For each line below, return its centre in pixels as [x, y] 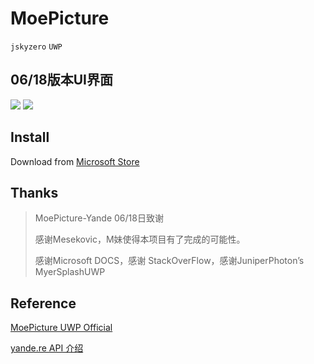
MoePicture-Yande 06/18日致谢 [99, 218]
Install [30, 137]
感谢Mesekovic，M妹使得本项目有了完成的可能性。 [140, 239]
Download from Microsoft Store [75, 161]
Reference [43, 303]
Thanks [34, 192]
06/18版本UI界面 [61, 80]
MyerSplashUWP [70, 272]
